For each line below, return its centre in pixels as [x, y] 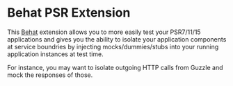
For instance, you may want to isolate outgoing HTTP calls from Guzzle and [115, 67]
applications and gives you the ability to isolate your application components [117, 39]
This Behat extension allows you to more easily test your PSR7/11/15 [104, 32]
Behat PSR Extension [69, 13]
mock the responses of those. [50, 75]
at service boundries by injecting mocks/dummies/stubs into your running [113, 46]
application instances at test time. [55, 54]
